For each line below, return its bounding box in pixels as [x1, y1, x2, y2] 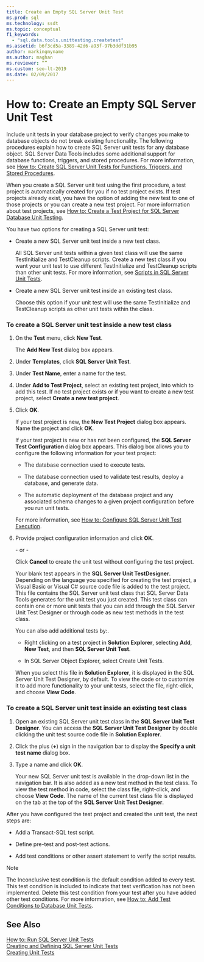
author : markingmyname [6, 49, 64, 55]
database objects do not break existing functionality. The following [6, 137, 174, 145]
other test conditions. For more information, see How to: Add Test [6, 895, 171, 903]
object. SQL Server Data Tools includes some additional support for [6, 150, 175, 157]
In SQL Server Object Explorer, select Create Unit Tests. [24, 657, 164, 665]
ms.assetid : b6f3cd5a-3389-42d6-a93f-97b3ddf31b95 [6, 43, 138, 49]
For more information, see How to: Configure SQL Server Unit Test [15, 516, 181, 523]
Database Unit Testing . [6, 214, 64, 221]
